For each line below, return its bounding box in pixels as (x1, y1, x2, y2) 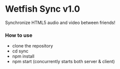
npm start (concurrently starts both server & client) (12, 59, 115, 65)
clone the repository (12, 43, 53, 49)
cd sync (12, 48, 28, 54)
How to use (5, 32, 33, 39)
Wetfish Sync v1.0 (5, 3, 80, 15)
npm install (12, 53, 35, 59)
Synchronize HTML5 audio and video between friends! (5, 20, 116, 25)
